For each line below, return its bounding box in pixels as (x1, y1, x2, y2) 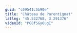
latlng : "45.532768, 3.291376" (5, 16, 69, 21)
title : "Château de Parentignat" (5, 12, 73, 16)
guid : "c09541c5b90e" (5, 7, 49, 12)
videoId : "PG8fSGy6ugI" (5, 20, 54, 26)
